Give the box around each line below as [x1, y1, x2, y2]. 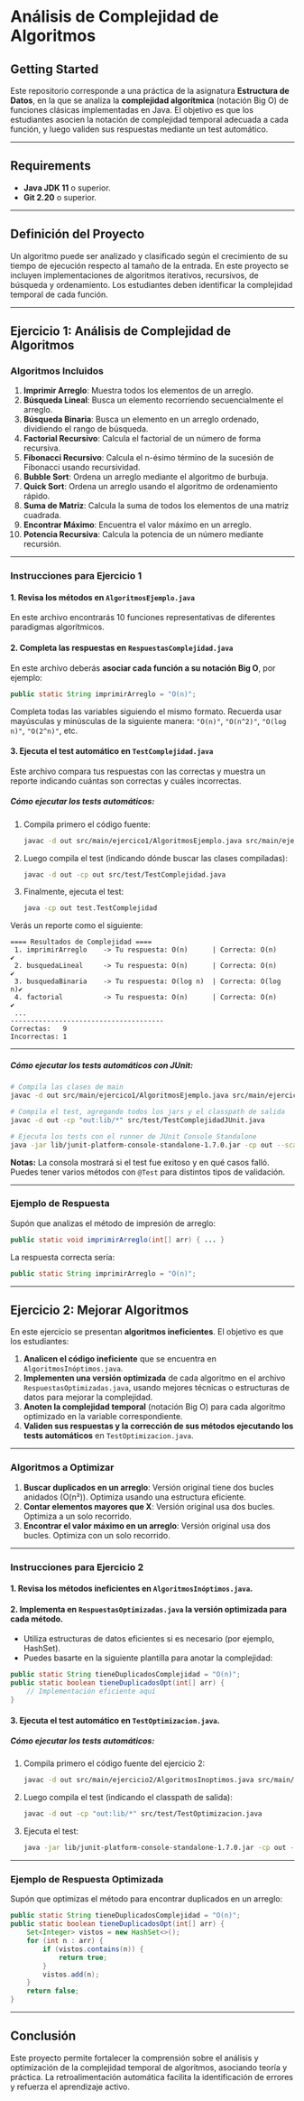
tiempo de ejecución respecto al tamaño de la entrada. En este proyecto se [10, 260, 290, 271]
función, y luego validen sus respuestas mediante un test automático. [10, 124, 269, 135]
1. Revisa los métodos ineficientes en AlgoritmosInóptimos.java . [10, 1583, 253, 1594]
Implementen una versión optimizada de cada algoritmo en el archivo [23, 1372, 286, 1383]
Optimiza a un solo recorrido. [23, 1511, 132, 1521]
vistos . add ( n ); [42, 1970, 100, 1979]
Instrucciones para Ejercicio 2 [10, 1560, 143, 1573]
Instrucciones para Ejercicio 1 [10, 570, 143, 582]
